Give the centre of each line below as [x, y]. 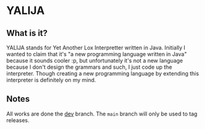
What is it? [27, 33]
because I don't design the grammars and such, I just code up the [89, 67]
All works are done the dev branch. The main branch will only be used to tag [102, 114]
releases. [18, 120]
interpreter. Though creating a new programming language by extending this [103, 73]
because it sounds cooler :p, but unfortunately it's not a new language [95, 61]
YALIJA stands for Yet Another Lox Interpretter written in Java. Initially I [96, 47]
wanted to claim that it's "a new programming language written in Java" [97, 54]
